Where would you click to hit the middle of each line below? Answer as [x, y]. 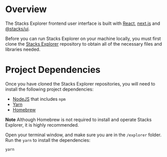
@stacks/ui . [18, 28]
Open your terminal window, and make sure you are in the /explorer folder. [83, 135]
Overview [26, 9]
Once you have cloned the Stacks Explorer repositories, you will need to [80, 84]
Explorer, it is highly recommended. [42, 125]
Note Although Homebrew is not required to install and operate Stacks [78, 120]
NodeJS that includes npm [39, 99]
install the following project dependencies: [49, 89]
